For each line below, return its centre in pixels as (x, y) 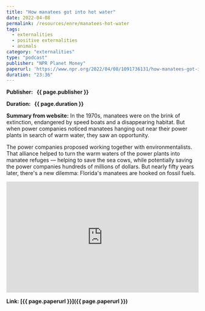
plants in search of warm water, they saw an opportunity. (78, 135)
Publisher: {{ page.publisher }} (48, 92)
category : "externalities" (41, 52)
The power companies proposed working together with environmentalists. (99, 147)
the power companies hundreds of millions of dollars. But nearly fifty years (100, 167)
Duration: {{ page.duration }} (45, 104)
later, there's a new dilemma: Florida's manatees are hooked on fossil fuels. (101, 173)
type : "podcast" (27, 58)
